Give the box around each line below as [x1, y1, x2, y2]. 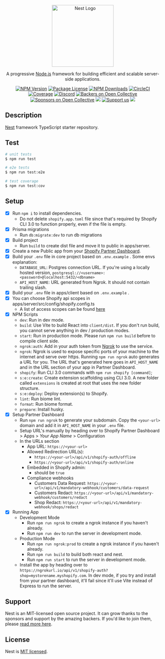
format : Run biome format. [19, 401, 73, 407]
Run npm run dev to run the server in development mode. [27, 530, 142, 536]
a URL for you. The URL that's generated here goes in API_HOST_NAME [19, 359, 159, 365]
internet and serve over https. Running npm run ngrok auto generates [19, 354, 160, 360]
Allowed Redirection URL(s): [27, 449, 84, 455]
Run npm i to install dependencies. [12, 210, 82, 216]
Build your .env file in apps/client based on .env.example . [12, 290, 130, 295]
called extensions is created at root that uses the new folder [19, 380, 141, 386]
